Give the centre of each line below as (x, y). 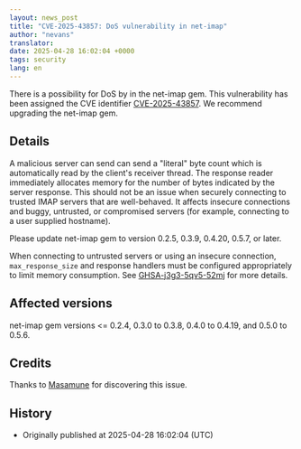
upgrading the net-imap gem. (64, 113)
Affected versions (61, 304)
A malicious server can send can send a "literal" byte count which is (136, 163)
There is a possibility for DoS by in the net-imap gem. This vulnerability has (149, 94)
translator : (32, 43)
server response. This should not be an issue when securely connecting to (148, 192)
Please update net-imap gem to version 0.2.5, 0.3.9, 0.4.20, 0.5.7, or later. (146, 238)
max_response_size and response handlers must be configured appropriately (151, 265)
